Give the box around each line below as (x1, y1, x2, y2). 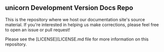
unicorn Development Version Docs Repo (5, 4, 134, 12)
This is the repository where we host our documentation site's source (5, 16, 145, 22)
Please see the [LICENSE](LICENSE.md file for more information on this (5, 36, 149, 42)
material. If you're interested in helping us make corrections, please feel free (5, 22, 159, 27)
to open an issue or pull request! (5, 26, 70, 33)
